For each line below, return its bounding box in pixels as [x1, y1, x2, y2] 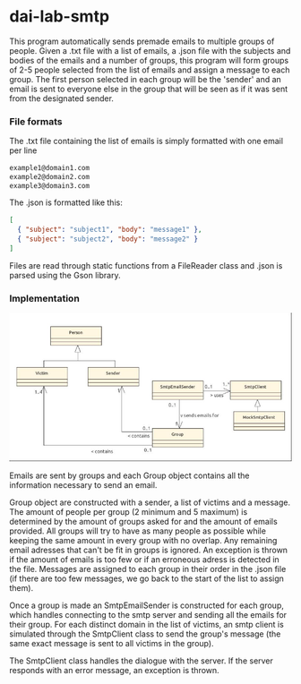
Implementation [9, 292, 81, 304]
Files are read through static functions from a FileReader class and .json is [9, 260, 283, 270]
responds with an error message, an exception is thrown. [9, 664, 219, 675]
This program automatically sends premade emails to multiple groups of [9, 36, 275, 47]
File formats [9, 115, 63, 127]
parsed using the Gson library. [9, 269, 121, 280]
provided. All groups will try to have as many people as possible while [9, 526, 267, 536]
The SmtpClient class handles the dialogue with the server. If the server [9, 655, 273, 666]
